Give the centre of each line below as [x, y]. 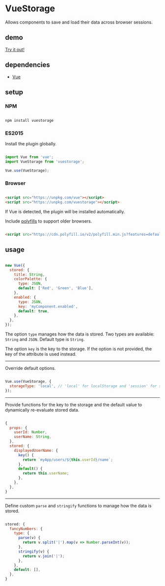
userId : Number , [31, 432]
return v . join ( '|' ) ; [44, 556]
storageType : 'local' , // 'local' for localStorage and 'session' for [83, 386]
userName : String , [33, 437]
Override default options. [30, 368]
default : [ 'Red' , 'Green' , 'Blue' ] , [55, 288]
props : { [18, 428]
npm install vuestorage [29, 121]
